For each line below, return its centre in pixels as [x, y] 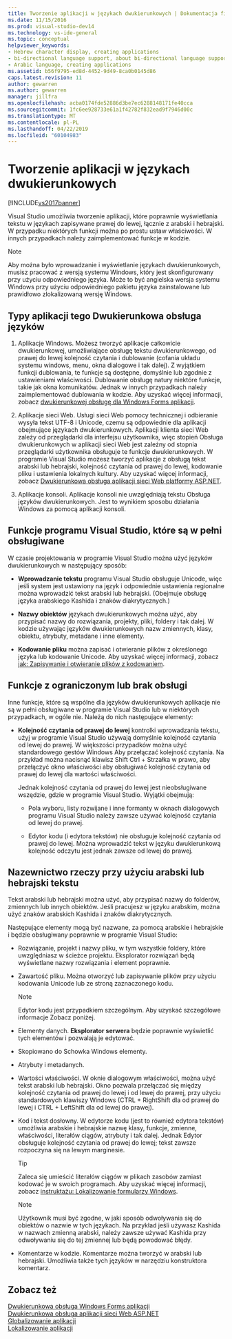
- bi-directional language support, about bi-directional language [107, 59]
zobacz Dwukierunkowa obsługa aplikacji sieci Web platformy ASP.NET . [120, 481]
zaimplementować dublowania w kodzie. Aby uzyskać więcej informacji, [120, 394]
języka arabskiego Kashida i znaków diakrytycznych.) [94, 601]
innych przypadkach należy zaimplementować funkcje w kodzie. [99, 238]
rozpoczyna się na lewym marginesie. [71, 1150]
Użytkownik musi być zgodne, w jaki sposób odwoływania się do [110, 1218]
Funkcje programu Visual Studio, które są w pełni [115, 531]
